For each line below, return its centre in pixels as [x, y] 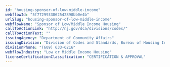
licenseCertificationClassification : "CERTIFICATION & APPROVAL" [75, 57]
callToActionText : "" [28, 33]
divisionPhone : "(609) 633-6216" [40, 47]
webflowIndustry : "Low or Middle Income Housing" [59, 52]
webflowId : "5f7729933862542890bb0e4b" [47, 15]
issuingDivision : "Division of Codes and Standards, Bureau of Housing [82, 43]
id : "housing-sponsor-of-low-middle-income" [53, 10]
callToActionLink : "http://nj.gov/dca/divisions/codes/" [67, 29]
